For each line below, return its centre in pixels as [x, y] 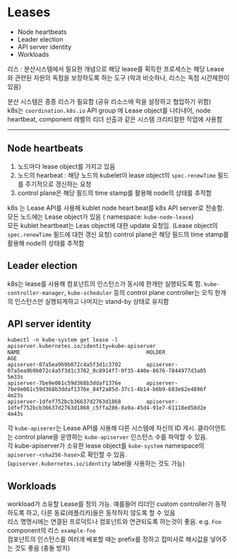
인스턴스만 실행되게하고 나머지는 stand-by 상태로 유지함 [92, 301]
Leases [29, 12]
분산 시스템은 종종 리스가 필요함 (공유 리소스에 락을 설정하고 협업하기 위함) [109, 101]
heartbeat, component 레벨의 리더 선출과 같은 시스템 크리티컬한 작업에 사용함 [115, 119]
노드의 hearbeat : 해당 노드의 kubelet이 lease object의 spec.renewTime [117, 175]
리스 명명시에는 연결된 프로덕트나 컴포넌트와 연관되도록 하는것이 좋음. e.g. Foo [115, 522]
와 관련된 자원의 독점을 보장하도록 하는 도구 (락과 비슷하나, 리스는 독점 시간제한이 [119, 78]
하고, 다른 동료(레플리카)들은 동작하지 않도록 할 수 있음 [101, 513]
